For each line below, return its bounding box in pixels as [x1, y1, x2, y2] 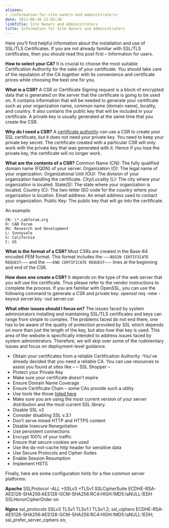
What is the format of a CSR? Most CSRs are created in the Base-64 [5, 249, 148, 255]
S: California [5, 235, 35, 240]
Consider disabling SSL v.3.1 [12, 412, 72, 418]
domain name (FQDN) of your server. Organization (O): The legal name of [5, 166, 158, 172]
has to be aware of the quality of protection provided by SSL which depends [5, 322, 164, 328]
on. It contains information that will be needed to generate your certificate [5, 97, 159, 104]
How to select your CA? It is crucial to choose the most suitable [5, 61, 138, 67]
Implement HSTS [12, 461, 48, 467]
